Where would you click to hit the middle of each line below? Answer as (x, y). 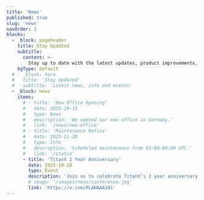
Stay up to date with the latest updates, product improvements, (113, 63)
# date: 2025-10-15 (50, 108)
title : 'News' (24, 12)
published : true (27, 18)
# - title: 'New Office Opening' (65, 102)
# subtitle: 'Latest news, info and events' (72, 86)
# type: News (42, 114)
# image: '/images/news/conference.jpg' (80, 182)
